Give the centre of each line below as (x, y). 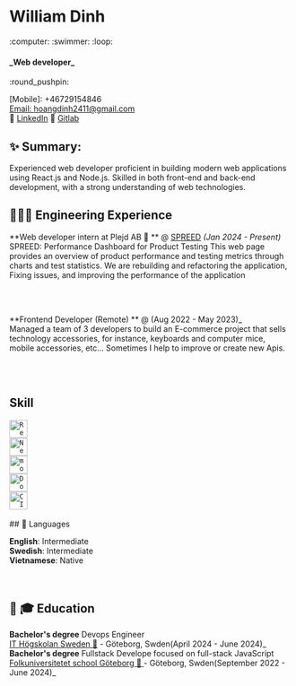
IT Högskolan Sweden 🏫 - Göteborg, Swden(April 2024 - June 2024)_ (138, 644)
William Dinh (57, 17)
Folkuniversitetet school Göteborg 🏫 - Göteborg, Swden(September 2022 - (147, 663)
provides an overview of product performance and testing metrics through (147, 256)
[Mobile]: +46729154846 (56, 100)
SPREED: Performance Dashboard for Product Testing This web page (137, 246)
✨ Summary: (46, 147)
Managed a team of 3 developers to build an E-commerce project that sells (148, 328)
